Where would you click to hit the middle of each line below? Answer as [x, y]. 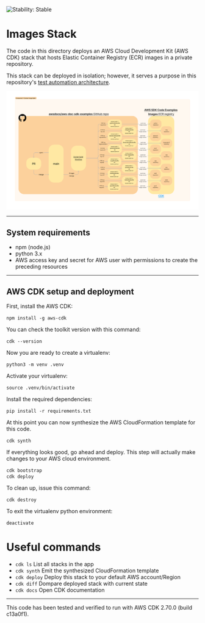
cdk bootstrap [24, 471]
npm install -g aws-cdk [37, 318]
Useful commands [54, 547]
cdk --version [24, 341]
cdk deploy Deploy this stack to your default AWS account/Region [98, 577]
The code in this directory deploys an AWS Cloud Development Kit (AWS [98, 51]
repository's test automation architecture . [59, 82]
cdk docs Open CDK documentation [60, 590]
